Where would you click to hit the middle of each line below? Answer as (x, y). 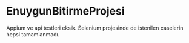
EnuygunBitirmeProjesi (66, 11)
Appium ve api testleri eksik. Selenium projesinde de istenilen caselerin (95, 28)
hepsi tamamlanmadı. (33, 34)
